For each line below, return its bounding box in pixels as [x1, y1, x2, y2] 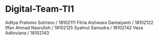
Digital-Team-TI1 [5, 3, 75, 15]
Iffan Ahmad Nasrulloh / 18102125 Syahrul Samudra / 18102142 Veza [5, 24, 143, 30]
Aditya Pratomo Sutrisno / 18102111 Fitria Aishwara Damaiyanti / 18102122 [5, 20, 154, 25]
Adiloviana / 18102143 [5, 30, 49, 36]
